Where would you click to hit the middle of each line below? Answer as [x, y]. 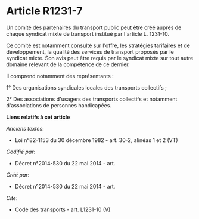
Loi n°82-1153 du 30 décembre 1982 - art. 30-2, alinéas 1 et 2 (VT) [96, 140]
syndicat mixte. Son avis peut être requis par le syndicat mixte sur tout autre [100, 58]
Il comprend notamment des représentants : [60, 76]
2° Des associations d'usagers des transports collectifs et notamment [92, 99]
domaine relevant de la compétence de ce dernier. [68, 64]
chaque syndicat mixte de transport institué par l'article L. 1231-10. [88, 33]
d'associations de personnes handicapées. [59, 105]
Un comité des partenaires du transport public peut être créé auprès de [94, 27]
